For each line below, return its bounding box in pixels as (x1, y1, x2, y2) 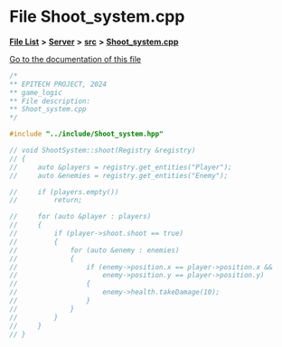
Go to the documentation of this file (9, 53, 142, 64)
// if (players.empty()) (9, 187, 119, 196)
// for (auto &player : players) (9, 212, 152, 221)
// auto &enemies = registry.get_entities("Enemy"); (9, 171, 229, 180)
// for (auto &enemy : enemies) (9, 246, 180, 255)
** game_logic (9, 88, 63, 97)
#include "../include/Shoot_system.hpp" (9, 129, 164, 139)
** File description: (9, 97, 91, 106)
